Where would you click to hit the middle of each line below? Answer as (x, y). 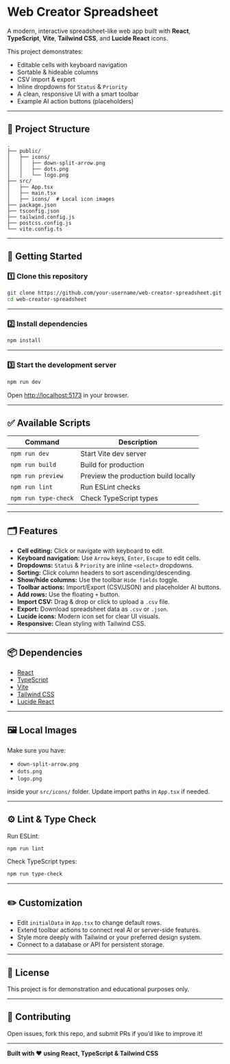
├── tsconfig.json (33, 211)
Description (138, 442)
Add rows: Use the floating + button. (68, 594)
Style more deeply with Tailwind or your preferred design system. (109, 937)
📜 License (28, 972)
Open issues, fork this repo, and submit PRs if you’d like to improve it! (105, 1033)
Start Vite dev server (114, 454)
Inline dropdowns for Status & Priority (72, 86)
